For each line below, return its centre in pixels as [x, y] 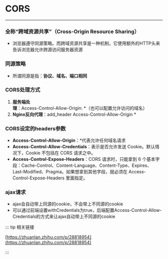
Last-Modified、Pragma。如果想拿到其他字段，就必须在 [70, 172]
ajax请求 [15, 192]
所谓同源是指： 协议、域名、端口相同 [50, 76]
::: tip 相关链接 [20, 227]
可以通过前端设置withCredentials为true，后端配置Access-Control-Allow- [87, 210]
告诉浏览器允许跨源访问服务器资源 [47, 50]
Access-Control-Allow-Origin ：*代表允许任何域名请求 [69, 140]
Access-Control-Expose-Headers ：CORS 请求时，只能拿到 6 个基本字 [86, 159]
